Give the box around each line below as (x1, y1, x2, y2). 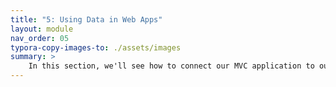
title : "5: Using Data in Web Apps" (10, 14, 163, 25)
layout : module (10, 24, 74, 34)
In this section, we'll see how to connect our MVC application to (28, 61, 315, 71)
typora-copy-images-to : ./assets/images (10, 42, 182, 53)
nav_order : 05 (10, 33, 70, 43)
